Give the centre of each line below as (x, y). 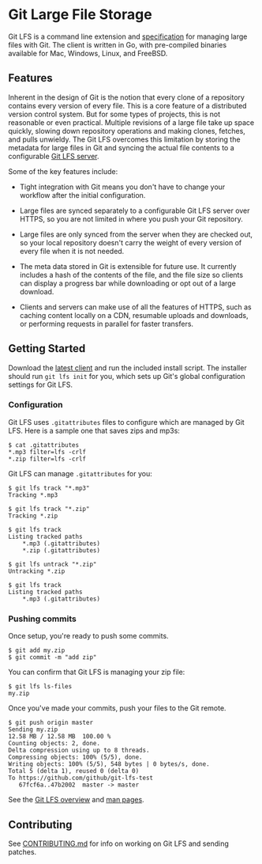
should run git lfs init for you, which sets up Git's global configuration (127, 376)
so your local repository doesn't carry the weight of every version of (131, 242)
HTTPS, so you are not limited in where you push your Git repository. (131, 218)
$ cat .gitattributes (44, 445)
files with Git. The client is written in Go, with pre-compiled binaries (118, 44)
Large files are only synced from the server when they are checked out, (136, 234)
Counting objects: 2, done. (54, 744)
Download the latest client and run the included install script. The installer (127, 368)
